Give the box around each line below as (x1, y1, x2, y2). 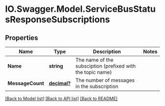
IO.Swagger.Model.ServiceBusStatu (5, 3, 156, 15)
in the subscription (75, 83, 119, 90)
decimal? (49, 80, 71, 87)
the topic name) (75, 69, 112, 75)
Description (93, 48, 121, 55)
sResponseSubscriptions (5, 14, 110, 25)
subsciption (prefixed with (75, 63, 136, 70)
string (49, 63, 63, 70)
